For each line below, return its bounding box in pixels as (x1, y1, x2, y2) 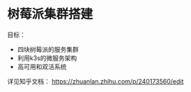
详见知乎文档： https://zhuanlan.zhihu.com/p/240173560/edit (7, 77, 184, 85)
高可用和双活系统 (17, 62, 67, 71)
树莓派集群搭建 (7, 6, 93, 22)
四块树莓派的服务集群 (17, 45, 79, 53)
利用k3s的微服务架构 (17, 53, 77, 62)
